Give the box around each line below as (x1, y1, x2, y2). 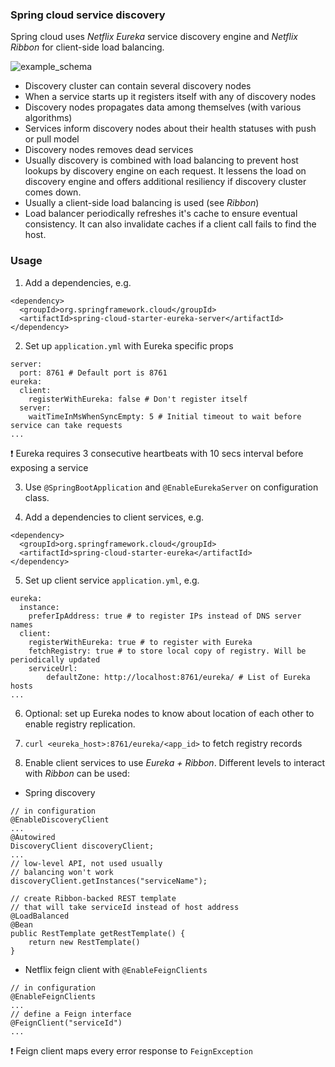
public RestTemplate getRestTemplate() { (10, 928, 186, 938)
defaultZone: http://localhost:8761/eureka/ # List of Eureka (46, 672, 311, 682)
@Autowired (10, 832, 56, 842)
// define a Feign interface (10, 1009, 132, 1019)
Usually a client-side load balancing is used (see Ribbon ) (24, 197, 260, 209)
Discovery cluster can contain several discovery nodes (24, 80, 252, 92)
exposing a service (10, 461, 89, 473)
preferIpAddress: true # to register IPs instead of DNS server (28, 611, 302, 621)
